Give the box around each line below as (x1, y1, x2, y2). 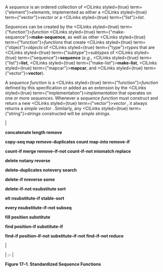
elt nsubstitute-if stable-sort (5, 195, 65, 201)
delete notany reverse (5, 158, 51, 163)
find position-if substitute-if (5, 223, 63, 229)
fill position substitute (5, 214, 51, 220)
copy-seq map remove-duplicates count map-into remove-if (5, 139, 130, 145)
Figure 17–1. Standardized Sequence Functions (5, 261, 101, 267)
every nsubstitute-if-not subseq (5, 205, 72, 210)
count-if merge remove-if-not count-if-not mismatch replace (5, 148, 131, 154)
